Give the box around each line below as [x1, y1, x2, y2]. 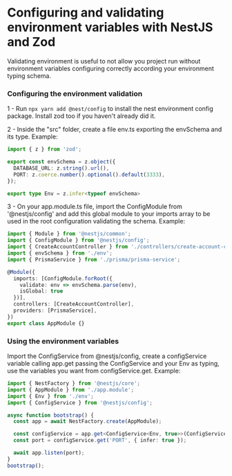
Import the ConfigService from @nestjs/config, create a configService [7, 352, 207, 360]
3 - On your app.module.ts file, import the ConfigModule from [7, 202, 183, 211]
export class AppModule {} [7, 319, 85, 327]
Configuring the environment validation [7, 88, 143, 98]
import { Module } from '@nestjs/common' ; [7, 230, 131, 237]
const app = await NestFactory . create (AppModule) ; [13, 418, 162, 425]
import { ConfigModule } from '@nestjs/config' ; [7, 237, 150, 244]
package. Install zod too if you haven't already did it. [7, 112, 156, 120]
